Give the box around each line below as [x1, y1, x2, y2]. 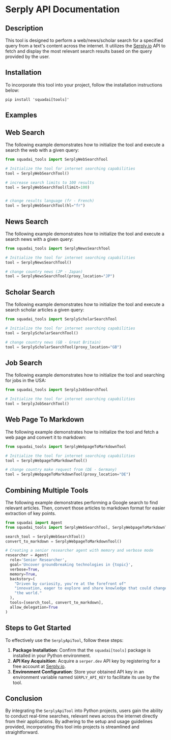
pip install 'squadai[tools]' [5, 97, 70, 102]
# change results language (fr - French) [5, 198, 95, 204]
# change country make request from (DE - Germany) [5, 467, 117, 472]
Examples [5, 111, 37, 120]
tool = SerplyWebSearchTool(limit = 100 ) [5, 185, 90, 190]
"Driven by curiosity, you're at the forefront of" [14, 581, 126, 586]
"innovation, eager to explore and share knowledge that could [14, 586, 152, 591]
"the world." [14, 590, 42, 596]
